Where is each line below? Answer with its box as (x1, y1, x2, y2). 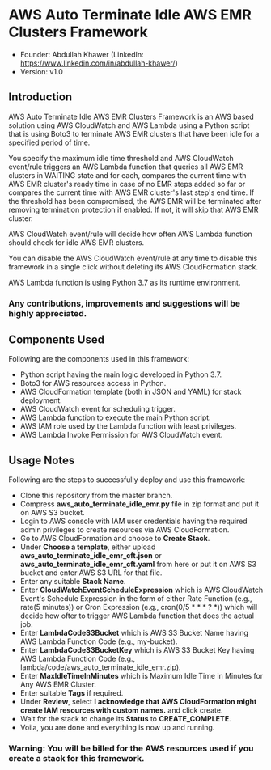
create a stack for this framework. (8, 753, 145, 764)
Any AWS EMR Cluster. (19, 679, 97, 689)
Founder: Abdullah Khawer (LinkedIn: (19, 49, 144, 59)
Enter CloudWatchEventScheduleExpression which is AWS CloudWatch (19, 585, 264, 595)
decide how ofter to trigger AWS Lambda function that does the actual (19, 611, 255, 620)
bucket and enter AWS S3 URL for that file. (19, 568, 163, 577)
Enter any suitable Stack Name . (19, 577, 126, 586)
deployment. (19, 396, 62, 405)
